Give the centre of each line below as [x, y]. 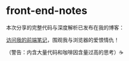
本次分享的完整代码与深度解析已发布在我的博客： [65, 27]
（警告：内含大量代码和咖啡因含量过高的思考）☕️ [65, 52]
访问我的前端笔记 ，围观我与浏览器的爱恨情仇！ [62, 40]
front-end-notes [47, 11]
